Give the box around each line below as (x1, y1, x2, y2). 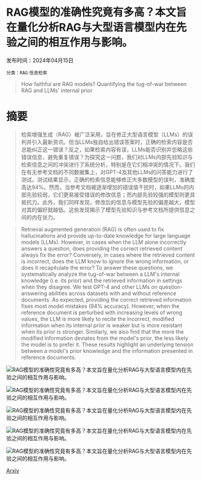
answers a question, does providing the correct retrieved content (20, 245, 182, 252)
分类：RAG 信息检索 (6, 70, 48, 76)
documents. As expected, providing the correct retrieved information (20, 296, 192, 303)
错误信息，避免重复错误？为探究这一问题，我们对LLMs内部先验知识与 (20, 153, 193, 160)
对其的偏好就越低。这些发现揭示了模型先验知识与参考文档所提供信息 (20, 206, 190, 213)
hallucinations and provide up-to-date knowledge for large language (20, 232, 191, 239)
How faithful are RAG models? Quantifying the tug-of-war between (20, 80, 187, 87)
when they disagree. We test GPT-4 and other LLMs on (20, 283, 158, 290)
